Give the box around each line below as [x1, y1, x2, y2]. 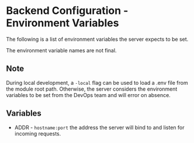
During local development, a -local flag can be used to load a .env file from [6, 79, 188, 86]
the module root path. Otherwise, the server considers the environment [6, 85, 178, 92]
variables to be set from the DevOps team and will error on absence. [6, 91, 171, 98]
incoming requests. [14, 130, 61, 137]
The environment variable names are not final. [6, 47, 117, 53]
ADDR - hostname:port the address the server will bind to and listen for [14, 124, 185, 131]
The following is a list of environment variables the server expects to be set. [6, 35, 189, 42]
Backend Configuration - [6, 4, 129, 17]
